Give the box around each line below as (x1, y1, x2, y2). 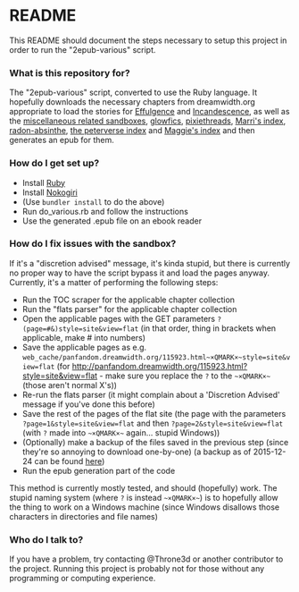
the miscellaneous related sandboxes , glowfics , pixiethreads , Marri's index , (9, 115, 287, 126)
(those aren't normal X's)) (21, 379, 118, 390)
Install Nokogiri (21, 187, 78, 198)
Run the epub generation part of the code (21, 465, 176, 476)
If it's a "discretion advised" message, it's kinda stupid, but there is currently (9, 258, 291, 268)
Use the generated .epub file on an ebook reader (21, 216, 203, 226)
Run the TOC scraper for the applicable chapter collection (21, 294, 235, 305)
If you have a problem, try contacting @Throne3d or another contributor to (9, 554, 284, 564)
